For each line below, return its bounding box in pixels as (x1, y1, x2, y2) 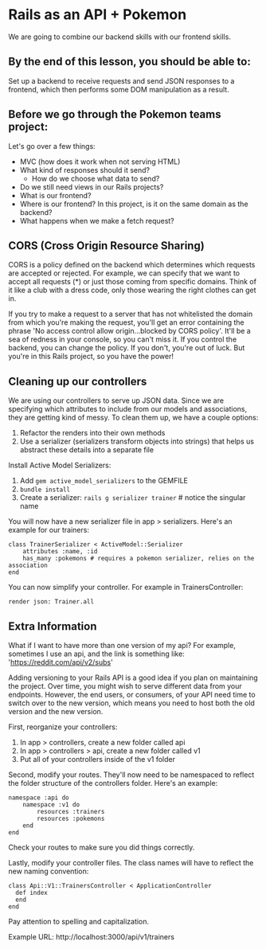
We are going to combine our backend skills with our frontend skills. (8, 32, 231, 41)
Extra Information (8, 619, 97, 633)
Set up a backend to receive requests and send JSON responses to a (8, 76, 235, 85)
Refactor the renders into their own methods (19, 428, 166, 438)
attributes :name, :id (22, 548, 98, 556)
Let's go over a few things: (8, 141, 96, 150)
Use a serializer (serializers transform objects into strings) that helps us (19, 436, 255, 447)
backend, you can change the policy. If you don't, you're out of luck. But (8, 343, 245, 353)
